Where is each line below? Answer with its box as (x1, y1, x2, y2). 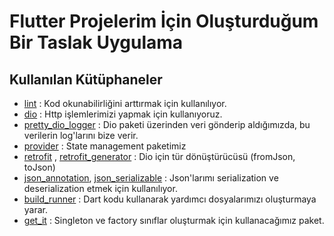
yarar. (23, 204, 49, 215)
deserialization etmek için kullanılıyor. (23, 183, 178, 194)
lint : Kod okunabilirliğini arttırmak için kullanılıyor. (23, 98, 227, 109)
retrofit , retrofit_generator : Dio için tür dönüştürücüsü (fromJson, (23, 151, 296, 162)
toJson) (23, 161, 56, 173)
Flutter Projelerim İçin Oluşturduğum (9, 10, 319, 33)
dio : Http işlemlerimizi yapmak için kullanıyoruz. (23, 108, 223, 120)
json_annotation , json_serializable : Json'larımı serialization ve (23, 172, 279, 184)
